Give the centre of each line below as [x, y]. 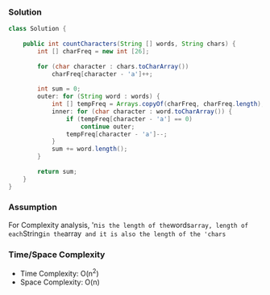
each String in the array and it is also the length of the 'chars [117, 234]
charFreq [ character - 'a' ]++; [102, 74]
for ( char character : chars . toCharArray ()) [113, 66]
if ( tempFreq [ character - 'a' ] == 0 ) [129, 119]
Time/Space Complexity [57, 255]
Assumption [33, 207]
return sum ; [58, 171]
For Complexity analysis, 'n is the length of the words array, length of [128, 225]
